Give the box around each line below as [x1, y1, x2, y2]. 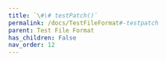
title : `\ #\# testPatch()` [8, 11, 98, 20]
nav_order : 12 [8, 41, 56, 49]
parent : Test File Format [8, 26, 94, 34]
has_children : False [8, 33, 77, 42]
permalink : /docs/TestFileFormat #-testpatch [8, 19, 159, 27]
